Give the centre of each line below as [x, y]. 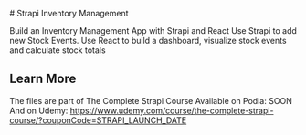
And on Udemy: [39, 110]
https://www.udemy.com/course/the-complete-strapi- [172, 110]
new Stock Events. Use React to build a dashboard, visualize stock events [148, 41]
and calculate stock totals [58, 50]
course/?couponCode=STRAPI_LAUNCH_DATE [98, 120]
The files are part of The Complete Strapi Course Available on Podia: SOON [151, 100]
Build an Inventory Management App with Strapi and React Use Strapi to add [153, 31]
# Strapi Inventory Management [69, 13]
